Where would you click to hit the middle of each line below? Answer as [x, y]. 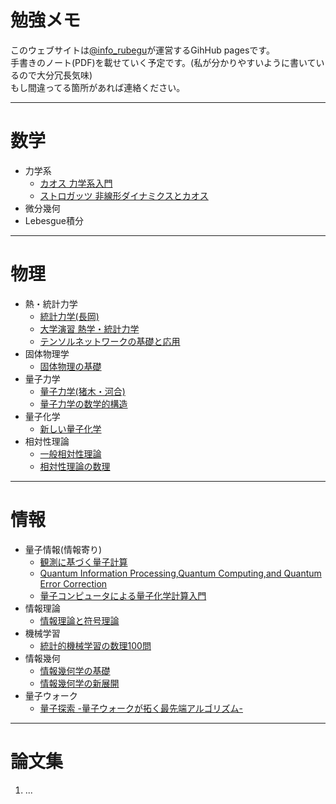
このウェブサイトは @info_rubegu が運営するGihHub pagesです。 [142, 50]
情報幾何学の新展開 [79, 683]
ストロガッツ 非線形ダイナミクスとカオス [124, 195]
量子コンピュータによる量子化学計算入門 [123, 595]
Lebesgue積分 [54, 220]
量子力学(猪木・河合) [82, 391]
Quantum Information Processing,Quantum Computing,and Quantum [180, 573]
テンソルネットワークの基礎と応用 [110, 341]
